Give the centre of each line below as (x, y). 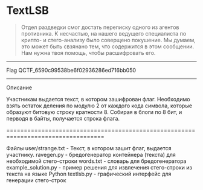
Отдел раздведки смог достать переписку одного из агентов (100, 27)
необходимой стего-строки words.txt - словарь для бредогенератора (96, 161)
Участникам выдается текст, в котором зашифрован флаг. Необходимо (98, 99)
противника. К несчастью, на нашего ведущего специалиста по (104, 33)
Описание (19, 87)
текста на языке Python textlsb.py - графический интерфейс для (89, 174)
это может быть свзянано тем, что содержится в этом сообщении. (108, 46)
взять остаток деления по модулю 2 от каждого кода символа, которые (99, 106)
